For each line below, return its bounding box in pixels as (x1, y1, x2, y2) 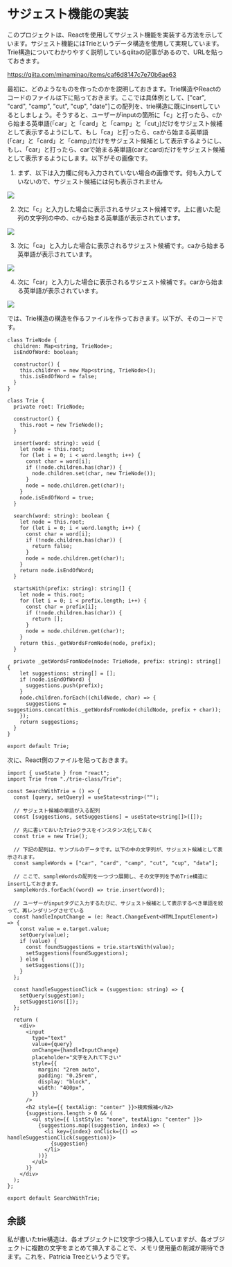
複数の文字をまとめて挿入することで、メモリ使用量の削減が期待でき (30, 1243, 226, 1252)
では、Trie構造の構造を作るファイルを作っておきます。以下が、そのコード (7, 314, 217, 322)
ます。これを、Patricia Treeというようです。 (7, 1252, 134, 1261)
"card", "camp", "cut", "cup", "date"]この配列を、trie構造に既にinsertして (7, 102, 215, 110)
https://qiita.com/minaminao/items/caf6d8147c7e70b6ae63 (7, 70, 177, 78)
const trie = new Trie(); (13, 833, 89, 840)
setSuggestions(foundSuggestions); (25, 950, 129, 957)
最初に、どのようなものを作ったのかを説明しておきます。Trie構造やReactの (7, 85, 222, 93)
